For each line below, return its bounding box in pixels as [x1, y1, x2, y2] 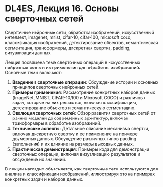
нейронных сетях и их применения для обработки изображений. [5, 64, 141, 70]
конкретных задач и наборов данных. [5, 176, 84, 182]
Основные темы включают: [5, 69, 62, 75]
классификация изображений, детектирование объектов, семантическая [5, 39, 158, 45]
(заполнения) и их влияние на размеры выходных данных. [12, 141, 134, 147]
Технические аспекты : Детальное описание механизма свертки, [12, 125, 150, 131]
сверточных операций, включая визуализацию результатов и [12, 151, 140, 157]
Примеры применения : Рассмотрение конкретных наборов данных [12, 89, 155, 95]
